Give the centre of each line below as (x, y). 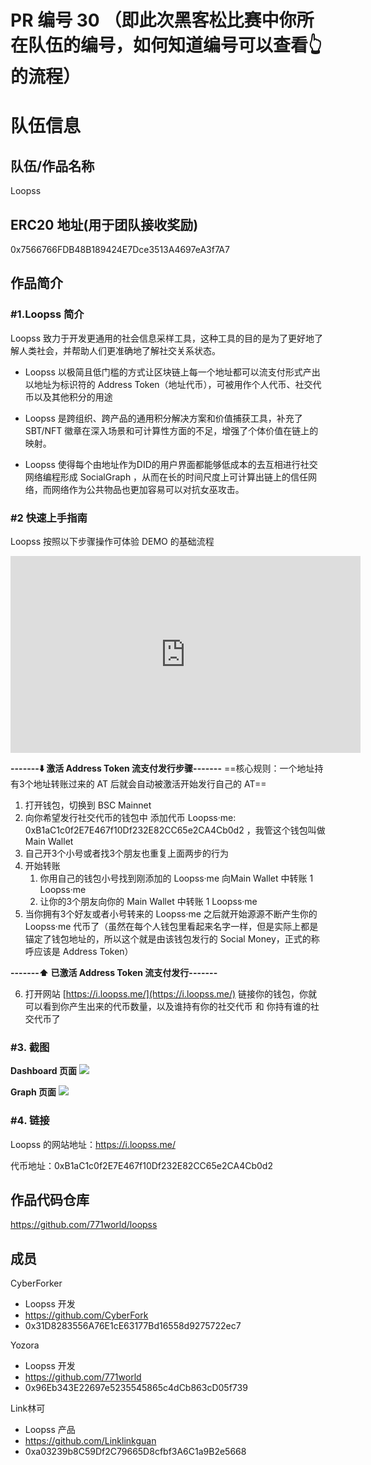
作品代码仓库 (50, 1199)
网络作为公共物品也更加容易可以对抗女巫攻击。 (148, 489)
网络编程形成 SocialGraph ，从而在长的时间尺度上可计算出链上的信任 (166, 477)
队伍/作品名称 (52, 166)
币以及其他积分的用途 (68, 397)
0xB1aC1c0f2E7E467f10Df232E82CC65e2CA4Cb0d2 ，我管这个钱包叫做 (175, 830)
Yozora (25, 1345)
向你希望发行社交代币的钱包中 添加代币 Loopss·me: (130, 817)
